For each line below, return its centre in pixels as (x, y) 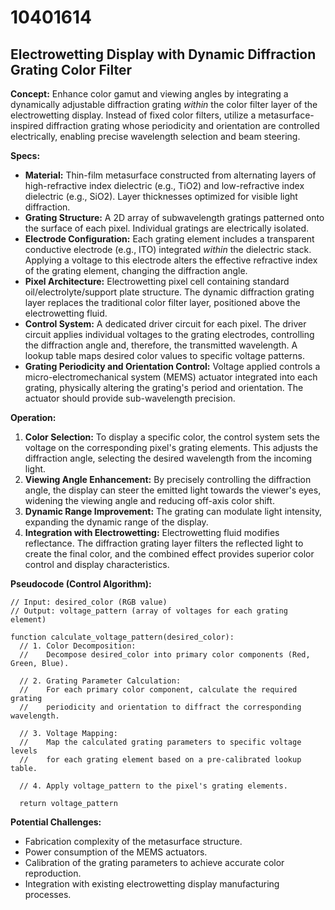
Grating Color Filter (71, 69)
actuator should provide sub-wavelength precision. (130, 398)
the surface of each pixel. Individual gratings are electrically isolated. (167, 228)
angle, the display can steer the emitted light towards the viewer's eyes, (173, 490)
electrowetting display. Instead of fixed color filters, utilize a (133, 115)
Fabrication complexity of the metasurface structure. (133, 841)
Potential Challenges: (56, 822)
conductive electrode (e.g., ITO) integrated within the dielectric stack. (168, 249)
